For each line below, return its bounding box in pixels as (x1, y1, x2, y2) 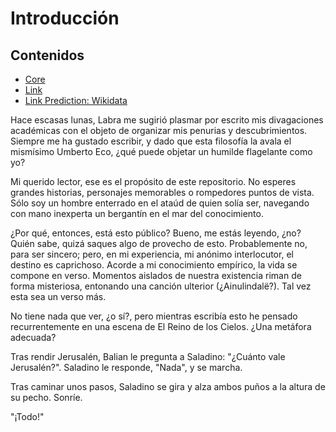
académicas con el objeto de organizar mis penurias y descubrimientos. (10, 125, 308, 136)
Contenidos (10, 47, 85, 64)
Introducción (10, 7, 120, 30)
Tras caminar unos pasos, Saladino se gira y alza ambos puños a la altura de (10, 381, 326, 392)
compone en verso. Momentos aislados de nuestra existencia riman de (10, 270, 302, 281)
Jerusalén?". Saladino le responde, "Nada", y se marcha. (10, 362, 243, 373)
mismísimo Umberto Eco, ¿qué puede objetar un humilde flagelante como (10, 146, 313, 157)
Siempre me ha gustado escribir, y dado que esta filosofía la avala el (10, 135, 292, 147)
